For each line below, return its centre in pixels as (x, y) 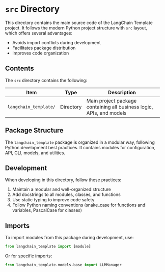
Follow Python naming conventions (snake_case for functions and (79, 205)
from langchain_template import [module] (48, 246)
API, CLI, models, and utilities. (35, 153)
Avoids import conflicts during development (56, 42)
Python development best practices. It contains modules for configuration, (80, 147)
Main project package (112, 101)
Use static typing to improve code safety (53, 200)
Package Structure (34, 130)
